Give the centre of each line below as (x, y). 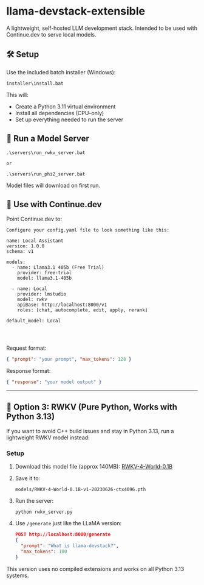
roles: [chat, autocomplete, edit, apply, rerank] (83, 310)
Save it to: (28, 478)
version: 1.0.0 (25, 246)
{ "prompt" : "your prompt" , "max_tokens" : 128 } (69, 360)
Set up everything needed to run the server (69, 119)
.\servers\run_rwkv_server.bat (46, 153)
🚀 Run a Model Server (48, 139)
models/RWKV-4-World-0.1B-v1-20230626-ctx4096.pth (80, 490)
